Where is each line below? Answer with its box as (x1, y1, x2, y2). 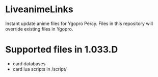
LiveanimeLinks (5, 4, 73, 15)
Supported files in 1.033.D (5, 44, 118, 56)
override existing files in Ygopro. (5, 25, 73, 32)
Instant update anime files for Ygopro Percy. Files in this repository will (5, 20, 153, 27)
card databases (12, 60, 46, 67)
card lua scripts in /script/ (12, 66, 67, 72)
